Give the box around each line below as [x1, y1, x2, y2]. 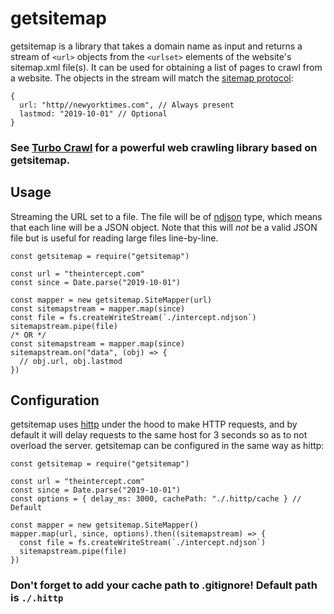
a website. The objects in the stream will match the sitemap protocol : [10, 72, 294, 84]
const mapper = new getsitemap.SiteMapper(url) [10, 295, 213, 305]
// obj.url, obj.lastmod [19, 356, 123, 366]
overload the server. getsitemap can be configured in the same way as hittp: [10, 440, 325, 452]
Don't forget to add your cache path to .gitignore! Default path [10, 578, 318, 592]
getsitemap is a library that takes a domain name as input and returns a [10, 40, 303, 52]
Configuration [10, 392, 100, 409]
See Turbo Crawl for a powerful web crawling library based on [10, 140, 318, 154]
